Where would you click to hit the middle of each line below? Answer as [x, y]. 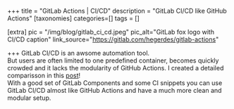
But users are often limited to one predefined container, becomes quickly [113, 60]
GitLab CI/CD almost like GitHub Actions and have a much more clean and [115, 90]
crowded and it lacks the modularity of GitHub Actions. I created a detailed [116, 68]
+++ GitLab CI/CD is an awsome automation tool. [79, 53]
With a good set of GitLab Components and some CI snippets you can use [115, 83]
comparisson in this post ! [44, 75]
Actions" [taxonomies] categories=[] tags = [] [73, 18]
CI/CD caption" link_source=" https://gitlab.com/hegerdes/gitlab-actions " [113, 39]
